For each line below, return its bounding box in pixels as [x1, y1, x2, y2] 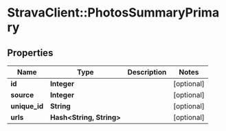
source [10, 90, 34, 99]
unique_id [10, 101, 44, 111]
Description [127, 68, 167, 77]
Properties [7, 47, 54, 59]
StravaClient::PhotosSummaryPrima [7, 5, 220, 21]
